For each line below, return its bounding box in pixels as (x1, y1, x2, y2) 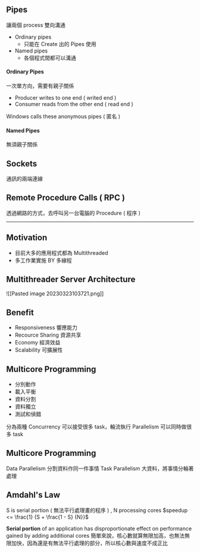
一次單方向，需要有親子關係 (6, 82, 74, 90)
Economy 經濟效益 (14, 339, 61, 346)
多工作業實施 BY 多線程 (14, 257, 73, 264)
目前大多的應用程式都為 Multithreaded (14, 249, 108, 256)
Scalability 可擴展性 (14, 346, 63, 354)
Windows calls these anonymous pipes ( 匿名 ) (6, 113, 121, 120)
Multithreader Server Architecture (6, 275, 136, 285)
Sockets (6, 158, 37, 169)
